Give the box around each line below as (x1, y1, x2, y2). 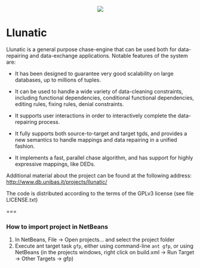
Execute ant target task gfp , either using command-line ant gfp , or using (14, 242, 194, 250)
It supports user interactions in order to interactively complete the (14, 112, 177, 119)
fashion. (14, 142, 35, 149)
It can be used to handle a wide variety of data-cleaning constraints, (14, 88, 183, 95)
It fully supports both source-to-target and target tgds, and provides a (14, 130, 187, 137)
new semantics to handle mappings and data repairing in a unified (14, 136, 177, 143)
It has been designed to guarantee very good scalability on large (14, 70, 174, 77)
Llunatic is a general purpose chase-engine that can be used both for (6, 45, 177, 53)
